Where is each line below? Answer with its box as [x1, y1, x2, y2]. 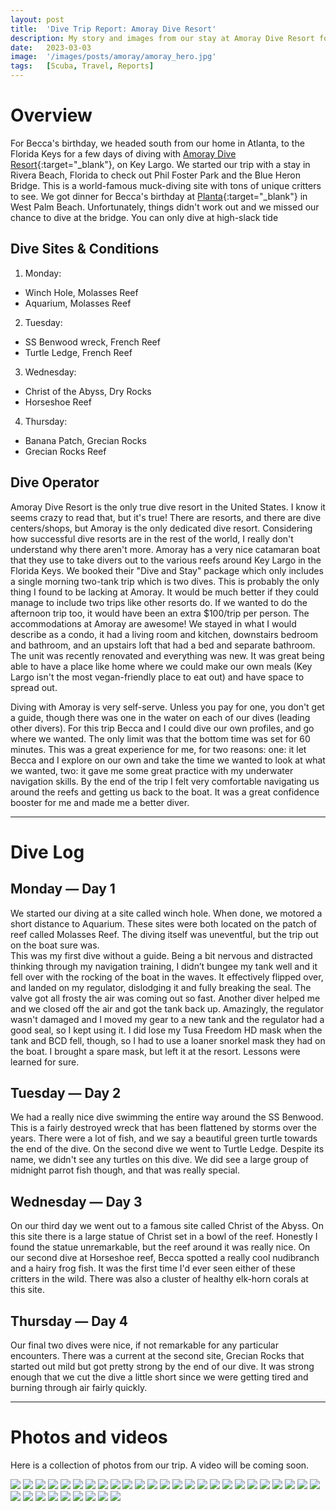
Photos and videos [10, 1426, 168, 1449]
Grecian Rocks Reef [24, 445, 107, 457]
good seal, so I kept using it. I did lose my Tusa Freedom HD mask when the [10, 1024, 323, 1036]
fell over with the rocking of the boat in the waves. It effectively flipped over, [10, 971, 324, 983]
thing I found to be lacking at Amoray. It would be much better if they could [10, 586, 319, 598]
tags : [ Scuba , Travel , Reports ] [10, 61, 155, 71]
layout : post [10, 14, 65, 25]
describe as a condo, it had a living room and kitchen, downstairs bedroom [10, 628, 318, 640]
